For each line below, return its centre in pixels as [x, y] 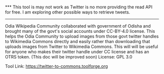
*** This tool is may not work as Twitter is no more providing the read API [79, 7]
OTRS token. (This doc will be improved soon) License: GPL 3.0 [69, 57]
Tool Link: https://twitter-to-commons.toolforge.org [57, 66]
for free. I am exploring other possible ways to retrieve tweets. [68, 12]
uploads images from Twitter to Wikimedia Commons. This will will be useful [82, 46]
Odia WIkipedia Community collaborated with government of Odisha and [78, 26]
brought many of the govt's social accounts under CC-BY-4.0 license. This [80, 31]
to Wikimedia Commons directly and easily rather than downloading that [78, 41]
